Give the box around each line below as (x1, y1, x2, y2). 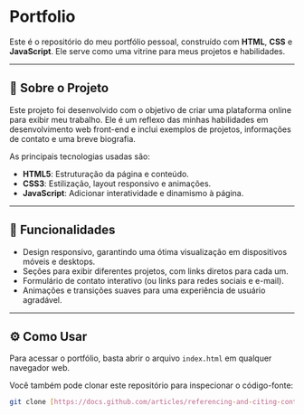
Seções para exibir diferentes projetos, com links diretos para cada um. (22, 265, 290, 277)
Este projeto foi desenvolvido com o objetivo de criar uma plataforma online (9, 104, 292, 115)
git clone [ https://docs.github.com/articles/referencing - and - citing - (9, 398, 281, 407)
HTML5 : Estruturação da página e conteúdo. (22, 168, 190, 179)
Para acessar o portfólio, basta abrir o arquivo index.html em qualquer (9, 353, 272, 363)
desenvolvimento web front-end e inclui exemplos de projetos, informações (9, 124, 291, 135)
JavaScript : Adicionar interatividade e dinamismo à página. (22, 187, 244, 198)
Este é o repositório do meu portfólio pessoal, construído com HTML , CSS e (9, 36, 293, 47)
